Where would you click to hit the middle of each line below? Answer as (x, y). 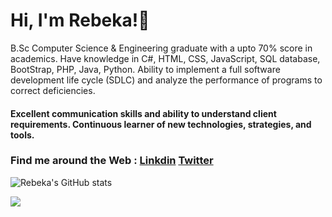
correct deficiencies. (53, 90)
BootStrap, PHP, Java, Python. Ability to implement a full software (145, 69)
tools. (22, 135)
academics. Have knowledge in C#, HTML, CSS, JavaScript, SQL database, (165, 58)
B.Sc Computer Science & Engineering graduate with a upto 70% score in (161, 48)
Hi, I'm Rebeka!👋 (80, 20)
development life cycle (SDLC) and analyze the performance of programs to (166, 80)
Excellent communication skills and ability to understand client (143, 113)
